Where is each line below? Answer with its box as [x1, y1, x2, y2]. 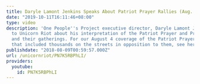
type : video [6, 20, 36, 25]
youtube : [11, 63, 33, 70]
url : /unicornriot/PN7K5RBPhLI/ [6, 53, 86, 59]
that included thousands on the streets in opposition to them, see [11, 42, 185, 48]
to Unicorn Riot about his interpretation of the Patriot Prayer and [11, 31, 187, 37]
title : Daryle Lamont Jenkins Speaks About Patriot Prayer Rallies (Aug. [6, 8, 193, 15]
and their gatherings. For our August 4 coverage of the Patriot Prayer [11, 36, 196, 42]
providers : [6, 58, 33, 64]
